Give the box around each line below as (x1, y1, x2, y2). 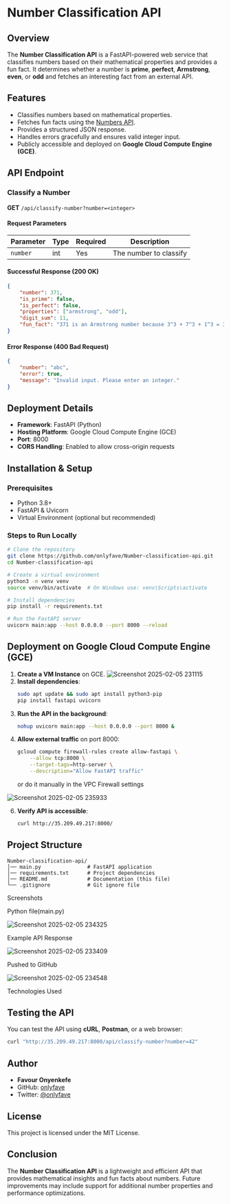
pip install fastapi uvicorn (16, 697, 101, 704)
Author (7, 1057, 38, 1069)
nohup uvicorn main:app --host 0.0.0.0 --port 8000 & (16, 723, 175, 730)
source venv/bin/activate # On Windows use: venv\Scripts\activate (7, 584, 208, 591)
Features (7, 92, 46, 104)
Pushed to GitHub (7, 960, 58, 969)
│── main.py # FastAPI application (7, 863, 153, 870)
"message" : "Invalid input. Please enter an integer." (19, 377, 180, 383)
